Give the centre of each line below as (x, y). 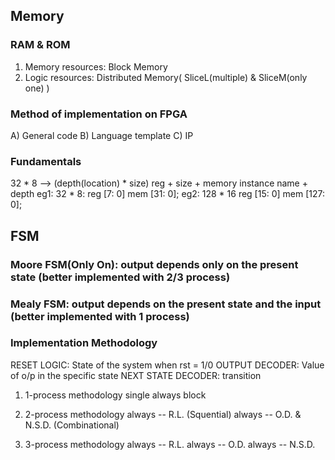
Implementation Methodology (84, 343)
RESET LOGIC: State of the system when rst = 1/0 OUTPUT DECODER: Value (167, 365)
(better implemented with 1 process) (100, 316)
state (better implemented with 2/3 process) (120, 277)
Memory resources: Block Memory (96, 66)
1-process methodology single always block (115, 395)
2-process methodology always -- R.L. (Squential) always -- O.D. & (163, 414)
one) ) (37, 88)
